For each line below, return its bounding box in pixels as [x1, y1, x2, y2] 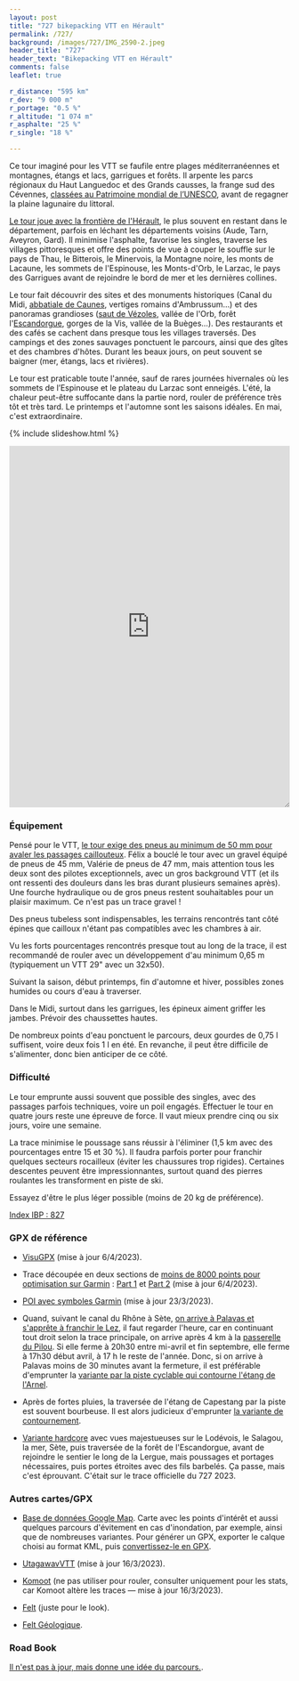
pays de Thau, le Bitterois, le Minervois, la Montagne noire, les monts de [9, 254, 274, 263]
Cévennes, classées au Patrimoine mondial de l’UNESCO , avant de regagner [9, 189, 289, 199]
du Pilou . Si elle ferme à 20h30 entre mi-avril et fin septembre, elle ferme [21, 1341, 290, 1352]
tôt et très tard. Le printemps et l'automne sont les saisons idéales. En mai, [9, 401, 283, 412]
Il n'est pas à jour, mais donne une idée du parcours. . [9, 1661, 204, 1673]
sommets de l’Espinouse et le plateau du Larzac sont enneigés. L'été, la [9, 383, 271, 392]
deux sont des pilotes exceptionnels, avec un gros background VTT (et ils [9, 869, 279, 879]
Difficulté [9, 1071, 51, 1084]
